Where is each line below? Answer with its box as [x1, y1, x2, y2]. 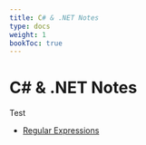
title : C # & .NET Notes [9, 13, 100, 23]
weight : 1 [9, 30, 47, 39]
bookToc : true [9, 38, 63, 48]
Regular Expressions [22, 125, 100, 136]
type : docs [9, 22, 51, 31]
